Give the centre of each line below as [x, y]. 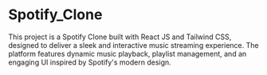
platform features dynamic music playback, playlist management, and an [128, 53]
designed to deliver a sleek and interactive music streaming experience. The [133, 45]
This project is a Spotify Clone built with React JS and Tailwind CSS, [120, 37]
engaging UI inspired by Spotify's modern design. [90, 62]
